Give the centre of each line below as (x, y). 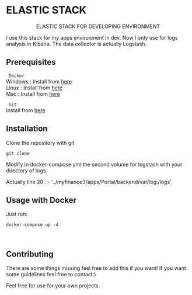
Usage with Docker (41, 200)
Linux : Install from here (34, 88)
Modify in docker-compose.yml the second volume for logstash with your (94, 164)
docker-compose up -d (32, 225)
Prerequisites (31, 62)
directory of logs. (27, 171)
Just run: (17, 214)
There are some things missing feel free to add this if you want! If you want (96, 268)
